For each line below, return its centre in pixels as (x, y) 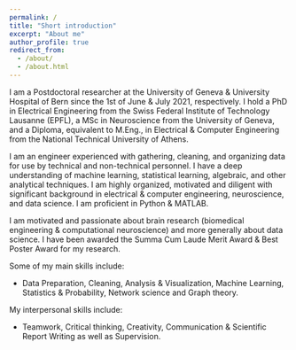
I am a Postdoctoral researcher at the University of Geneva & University (140, 92)
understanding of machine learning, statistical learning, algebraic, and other (148, 175)
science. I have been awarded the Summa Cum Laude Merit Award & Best (144, 239)
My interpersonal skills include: (66, 309)
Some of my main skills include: (67, 266)
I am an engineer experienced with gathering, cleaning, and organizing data (147, 156)
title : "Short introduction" (63, 26)
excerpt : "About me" (47, 34)
